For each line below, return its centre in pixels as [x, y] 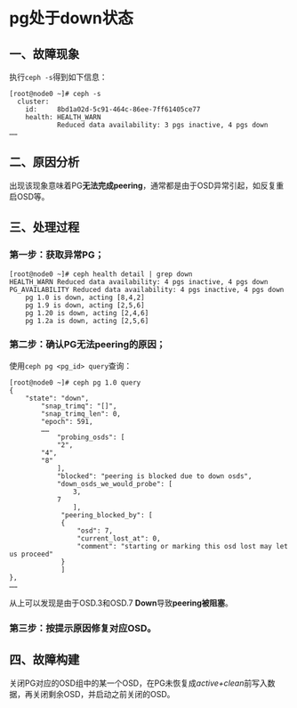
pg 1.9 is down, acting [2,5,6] [85, 305]
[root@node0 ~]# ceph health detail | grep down [101, 274]
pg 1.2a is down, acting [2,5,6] [87, 321]
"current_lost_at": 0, [119, 538]
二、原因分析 [44, 163]
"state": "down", [57, 398]
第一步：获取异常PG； [57, 255]
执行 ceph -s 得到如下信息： [59, 77]
